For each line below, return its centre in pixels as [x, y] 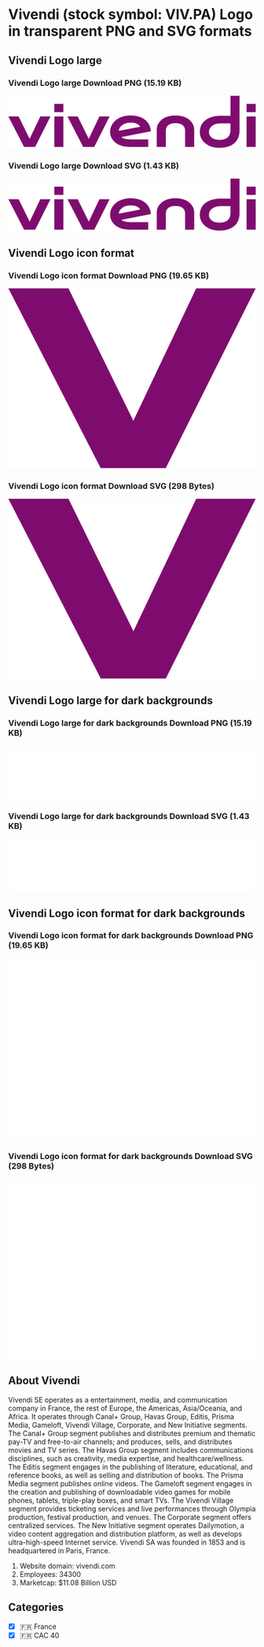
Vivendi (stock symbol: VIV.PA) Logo [131, 15]
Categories [36, 1607]
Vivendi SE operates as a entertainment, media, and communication [118, 1399]
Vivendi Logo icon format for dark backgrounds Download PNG [131, 936]
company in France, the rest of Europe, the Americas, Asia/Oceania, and [125, 1408]
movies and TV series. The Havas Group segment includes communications [131, 1450]
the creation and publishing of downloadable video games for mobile [119, 1492]
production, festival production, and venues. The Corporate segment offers [130, 1517]
